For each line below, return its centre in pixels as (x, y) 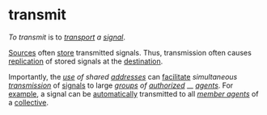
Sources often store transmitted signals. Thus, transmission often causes (130, 52)
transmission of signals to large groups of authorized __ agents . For (121, 85)
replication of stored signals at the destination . (86, 61)
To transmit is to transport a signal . (67, 37)
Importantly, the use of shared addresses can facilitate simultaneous (123, 76)
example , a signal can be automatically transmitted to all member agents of (133, 93)
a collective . (28, 102)
